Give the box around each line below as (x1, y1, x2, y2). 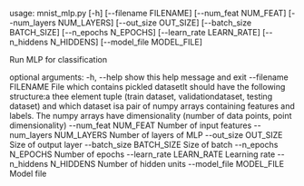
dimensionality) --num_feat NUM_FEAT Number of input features (9, 120, 252, 131)
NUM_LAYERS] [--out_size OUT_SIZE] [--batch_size (57, 17, 252, 28)
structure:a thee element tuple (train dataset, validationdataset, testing (9, 91, 273, 102)
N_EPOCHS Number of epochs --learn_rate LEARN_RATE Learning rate (9, 149, 276, 160)
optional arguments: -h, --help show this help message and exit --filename (9, 72, 289, 83)
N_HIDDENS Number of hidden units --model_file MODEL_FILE (49, 159, 284, 169)
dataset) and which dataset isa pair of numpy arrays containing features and (9, 101, 295, 112)
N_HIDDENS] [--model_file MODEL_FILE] (49, 36, 202, 47)
